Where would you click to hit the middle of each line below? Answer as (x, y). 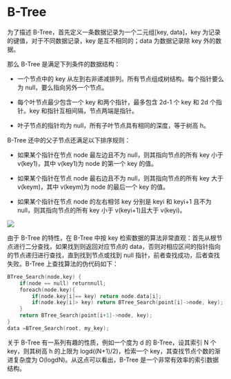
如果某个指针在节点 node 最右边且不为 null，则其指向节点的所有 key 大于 (120, 178)
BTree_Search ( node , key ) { (44, 277)
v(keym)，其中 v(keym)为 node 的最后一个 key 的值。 (93, 187)
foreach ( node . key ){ (48, 290)
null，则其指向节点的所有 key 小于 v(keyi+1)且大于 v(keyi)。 (101, 210)
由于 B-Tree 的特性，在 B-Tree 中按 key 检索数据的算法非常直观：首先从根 (112, 238)
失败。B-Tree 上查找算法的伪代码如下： (63, 264)
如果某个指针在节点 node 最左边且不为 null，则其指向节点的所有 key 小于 (120, 155)
